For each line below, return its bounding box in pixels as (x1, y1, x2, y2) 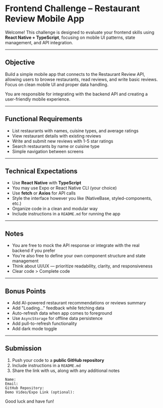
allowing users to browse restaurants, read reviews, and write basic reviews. (5, 76, 158, 82)
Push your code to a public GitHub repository (12, 357, 104, 363)
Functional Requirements (5, 115, 82, 123)
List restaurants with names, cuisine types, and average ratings (12, 127, 139, 134)
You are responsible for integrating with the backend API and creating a (5, 91, 148, 97)
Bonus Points (5, 287, 46, 295)
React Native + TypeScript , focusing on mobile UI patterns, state (5, 35, 135, 40)
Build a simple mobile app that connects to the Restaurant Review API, (5, 71, 146, 77)
